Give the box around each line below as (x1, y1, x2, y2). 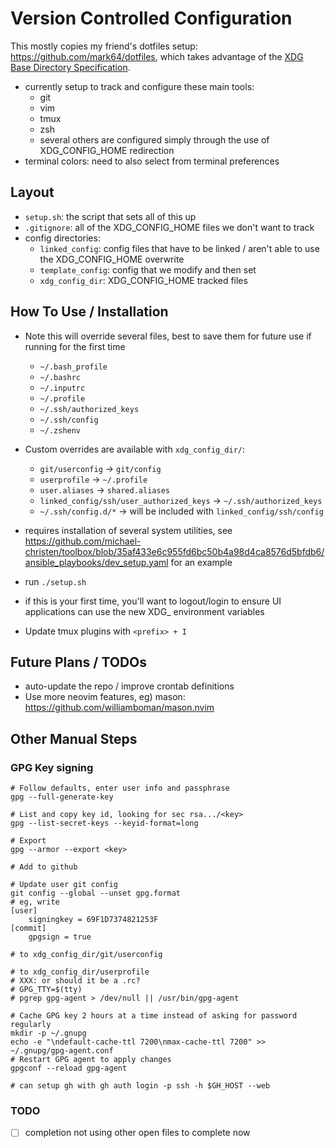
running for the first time (24, 340, 126, 352)
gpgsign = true (28, 932, 92, 942)
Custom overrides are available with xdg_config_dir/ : (24, 443, 246, 455)
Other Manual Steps (10, 730, 138, 747)
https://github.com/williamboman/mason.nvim (24, 702, 215, 714)
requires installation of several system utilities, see (24, 524, 233, 536)
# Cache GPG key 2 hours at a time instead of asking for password (10, 1011, 298, 1021)
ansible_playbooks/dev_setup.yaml (24, 556, 169, 568)
